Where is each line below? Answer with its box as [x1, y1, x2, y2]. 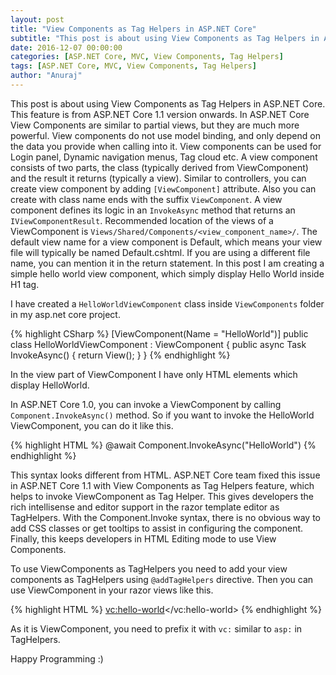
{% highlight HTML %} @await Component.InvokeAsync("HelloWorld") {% [10, 439, 317, 451]
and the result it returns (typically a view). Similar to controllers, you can [10, 172, 307, 184]
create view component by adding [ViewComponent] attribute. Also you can [10, 182, 317, 195]
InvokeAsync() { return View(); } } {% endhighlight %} [10, 349, 231, 361]
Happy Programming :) [10, 652, 104, 665]
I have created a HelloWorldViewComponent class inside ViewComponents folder [10, 297, 325, 310]
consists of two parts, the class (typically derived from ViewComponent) [10, 161, 309, 173]
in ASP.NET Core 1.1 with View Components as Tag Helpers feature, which [10, 479, 315, 491]
